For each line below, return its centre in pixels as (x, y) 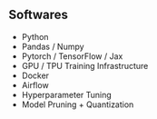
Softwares (39, 15)
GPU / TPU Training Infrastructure (85, 65)
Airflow (35, 84)
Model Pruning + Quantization (78, 104)
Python (35, 36)
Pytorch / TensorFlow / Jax (72, 56)
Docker (35, 75)
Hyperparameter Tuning (67, 94)
